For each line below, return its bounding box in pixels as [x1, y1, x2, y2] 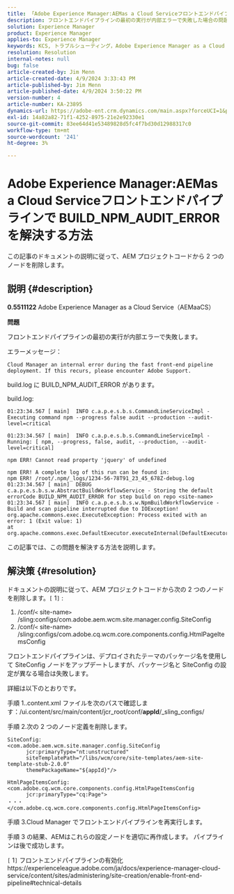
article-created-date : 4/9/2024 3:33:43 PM [7, 75, 136, 82]
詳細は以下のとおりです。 [7, 684, 80, 692]
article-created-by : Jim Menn [7, 68, 95, 75]
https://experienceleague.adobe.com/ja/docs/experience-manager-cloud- [7, 863, 221, 872]
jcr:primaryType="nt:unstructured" [25, 748, 130, 755]
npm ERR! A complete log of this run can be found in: [7, 468, 170, 476]
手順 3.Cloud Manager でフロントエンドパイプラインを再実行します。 [7, 817, 207, 826]
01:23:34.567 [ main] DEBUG [7, 481, 92, 488]
